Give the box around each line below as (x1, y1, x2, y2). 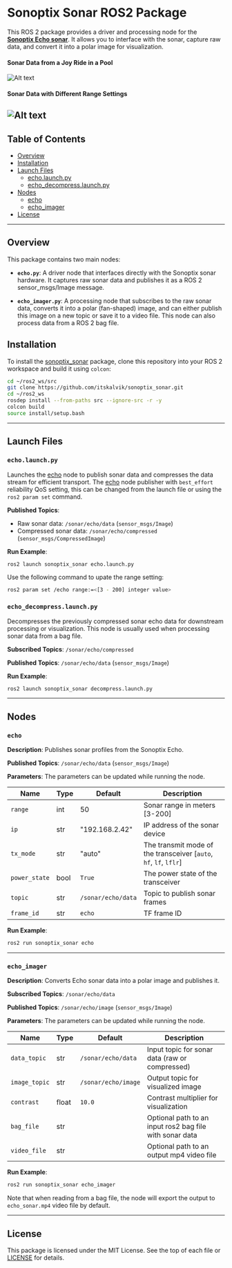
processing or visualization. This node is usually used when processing (7, 624, 210, 632)
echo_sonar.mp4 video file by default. (7, 1202, 110, 1210)
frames (143, 897, 167, 907)
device (143, 829, 166, 838)
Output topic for (147, 1074, 199, 1083)
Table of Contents (7, 133, 86, 145)
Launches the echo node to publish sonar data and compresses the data (7, 470, 214, 479)
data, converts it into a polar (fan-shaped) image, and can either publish (17, 304, 222, 312)
